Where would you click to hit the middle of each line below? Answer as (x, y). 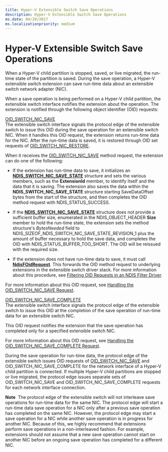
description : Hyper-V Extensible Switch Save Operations (66, 15)
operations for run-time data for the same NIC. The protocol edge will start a (84, 403)
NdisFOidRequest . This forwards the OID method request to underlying (86, 265)
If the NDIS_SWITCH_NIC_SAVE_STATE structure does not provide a (83, 212)
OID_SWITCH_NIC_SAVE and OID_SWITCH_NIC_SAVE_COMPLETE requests (83, 382)
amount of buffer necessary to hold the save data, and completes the (84, 239)
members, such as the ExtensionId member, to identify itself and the (83, 181)
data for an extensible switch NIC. (40, 316)
